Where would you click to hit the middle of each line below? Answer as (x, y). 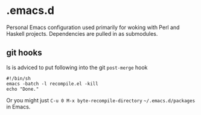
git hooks (24, 53)
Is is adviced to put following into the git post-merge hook (77, 67)
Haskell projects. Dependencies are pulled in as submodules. (82, 33)
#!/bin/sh (19, 78)
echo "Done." (23, 89)
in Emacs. (18, 107)
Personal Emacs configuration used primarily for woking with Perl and (93, 27)
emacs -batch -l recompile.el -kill (52, 84)
